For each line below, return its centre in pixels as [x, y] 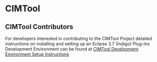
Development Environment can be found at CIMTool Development [72, 49]
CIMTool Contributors [39, 27]
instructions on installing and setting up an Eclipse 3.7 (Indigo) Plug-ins [77, 44]
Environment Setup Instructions [37, 54]
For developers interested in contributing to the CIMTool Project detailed [78, 38]
